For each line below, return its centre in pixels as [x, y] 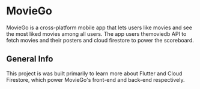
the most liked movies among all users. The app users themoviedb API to [96, 33]
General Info [30, 59]
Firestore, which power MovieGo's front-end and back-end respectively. [95, 79]
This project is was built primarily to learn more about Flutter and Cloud [94, 73]
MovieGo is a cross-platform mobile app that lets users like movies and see [99, 27]
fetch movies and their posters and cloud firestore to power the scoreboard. [100, 40]
